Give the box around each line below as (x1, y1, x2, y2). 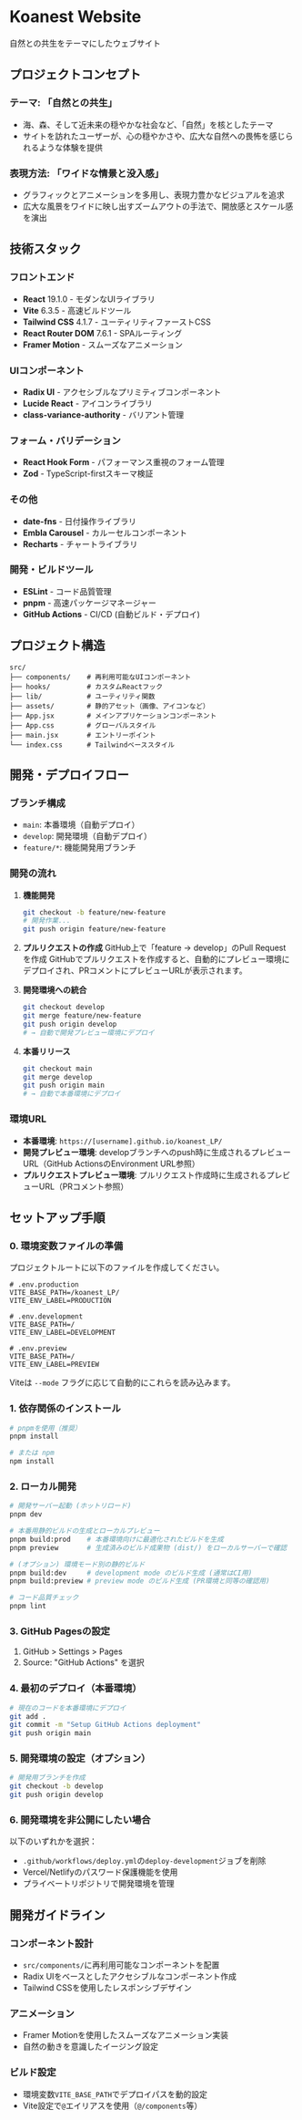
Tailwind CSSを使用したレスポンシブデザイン (22, 1982, 193, 1993)
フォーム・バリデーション (9, 434, 121, 447)
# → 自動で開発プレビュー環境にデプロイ (22, 1028, 155, 1037)
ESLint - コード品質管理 (22, 585, 112, 596)
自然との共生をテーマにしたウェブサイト (9, 37, 161, 48)
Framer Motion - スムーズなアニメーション (22, 339, 184, 350)
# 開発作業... (22, 916, 71, 926)
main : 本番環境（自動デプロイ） (22, 819, 140, 831)
